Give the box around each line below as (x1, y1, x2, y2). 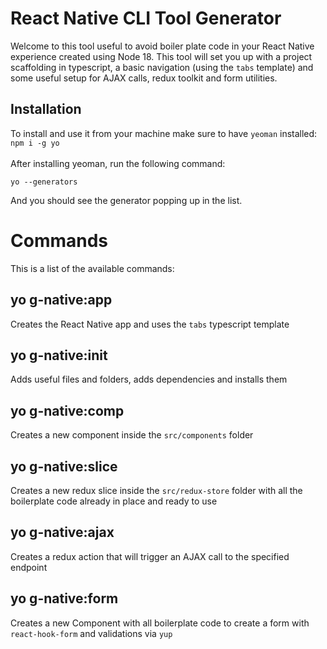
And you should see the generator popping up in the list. (10, 194, 243, 206)
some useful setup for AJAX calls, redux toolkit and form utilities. (10, 72, 278, 84)
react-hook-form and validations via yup (10, 627, 173, 639)
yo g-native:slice (10, 458, 118, 475)
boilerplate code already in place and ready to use (10, 495, 218, 507)
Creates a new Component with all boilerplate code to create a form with (10, 617, 310, 629)
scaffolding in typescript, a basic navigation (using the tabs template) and (10, 61, 314, 73)
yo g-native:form (10, 590, 119, 607)
